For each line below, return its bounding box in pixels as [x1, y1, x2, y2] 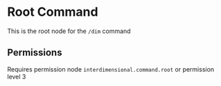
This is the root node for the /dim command [7, 27, 131, 35]
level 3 [7, 72, 26, 80]
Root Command [7, 4, 98, 20]
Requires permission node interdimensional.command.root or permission [7, 65, 215, 73]
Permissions [7, 47, 62, 58]
